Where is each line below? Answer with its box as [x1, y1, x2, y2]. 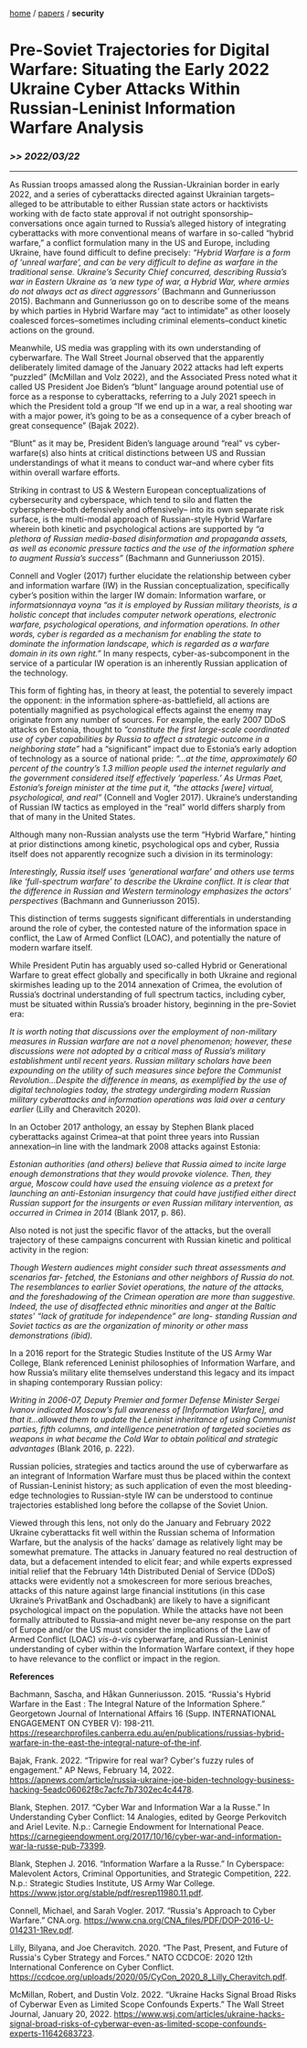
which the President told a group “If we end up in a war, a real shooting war [9, 401, 293, 412]
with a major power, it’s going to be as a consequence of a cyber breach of [9, 410, 291, 421]
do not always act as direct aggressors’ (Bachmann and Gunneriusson [9, 286, 276, 297]
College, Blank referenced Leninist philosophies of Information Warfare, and [9, 1357, 295, 1369]
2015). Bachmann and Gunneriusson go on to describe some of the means [9, 296, 290, 307]
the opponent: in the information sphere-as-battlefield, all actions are [9, 695, 270, 706]
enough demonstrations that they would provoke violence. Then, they [9, 1169, 271, 1180]
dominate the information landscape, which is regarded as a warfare [9, 639, 270, 650]
